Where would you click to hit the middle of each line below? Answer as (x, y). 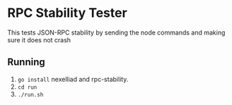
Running (27, 62)
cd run (27, 87)
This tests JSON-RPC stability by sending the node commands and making (116, 32)
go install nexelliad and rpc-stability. (73, 79)
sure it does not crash (39, 39)
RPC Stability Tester (67, 13)
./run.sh (30, 94)
